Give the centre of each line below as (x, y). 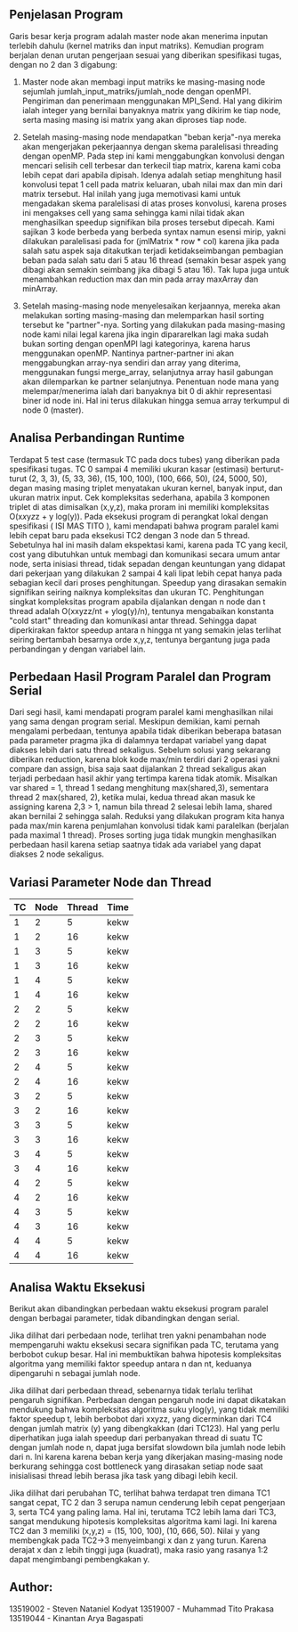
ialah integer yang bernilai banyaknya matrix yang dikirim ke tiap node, (152, 110)
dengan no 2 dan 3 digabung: (64, 64)
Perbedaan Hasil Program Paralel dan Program (140, 677)
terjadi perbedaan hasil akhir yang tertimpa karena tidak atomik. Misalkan (144, 778)
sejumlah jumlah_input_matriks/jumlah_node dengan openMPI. (137, 91)
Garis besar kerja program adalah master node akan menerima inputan (139, 36)
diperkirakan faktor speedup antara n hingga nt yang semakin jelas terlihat (145, 630)
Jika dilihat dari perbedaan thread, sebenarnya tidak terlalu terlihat (131, 1390)
